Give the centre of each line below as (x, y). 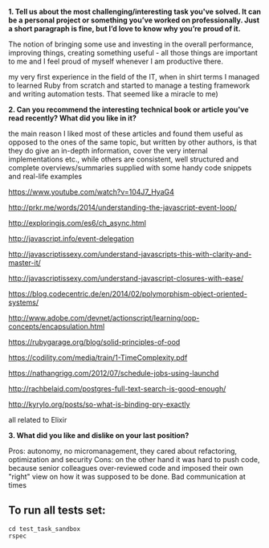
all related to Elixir (38, 420)
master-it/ (25, 263)
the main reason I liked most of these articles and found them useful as (126, 133)
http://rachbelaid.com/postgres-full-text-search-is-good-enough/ (117, 389)
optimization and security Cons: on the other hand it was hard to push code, (134, 460)
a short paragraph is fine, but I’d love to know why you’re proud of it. (124, 29)
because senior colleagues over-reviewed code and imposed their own (126, 468)
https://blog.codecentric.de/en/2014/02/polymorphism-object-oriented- (128, 294)
